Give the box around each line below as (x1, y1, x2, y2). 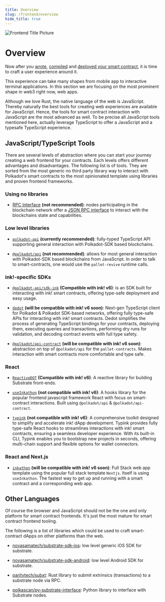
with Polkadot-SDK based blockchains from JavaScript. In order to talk (12, 256, 156, 262)
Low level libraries (5, 225, 50, 232)
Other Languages (5, 495, 60, 503)
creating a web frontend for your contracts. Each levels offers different (5, 158, 149, 163)
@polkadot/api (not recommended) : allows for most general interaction (12, 250, 157, 257)
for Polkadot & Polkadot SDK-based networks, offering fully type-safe (12, 310, 154, 316)
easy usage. (12, 295, 37, 301)
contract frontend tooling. (5, 518, 58, 524)
